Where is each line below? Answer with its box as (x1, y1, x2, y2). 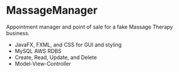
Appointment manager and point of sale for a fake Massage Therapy (6, 23, 173, 30)
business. (6, 29, 30, 36)
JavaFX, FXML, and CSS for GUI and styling (14, 41, 122, 48)
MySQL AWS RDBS (14, 47, 62, 54)
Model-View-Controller (14, 60, 71, 67)
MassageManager (6, 4, 98, 17)
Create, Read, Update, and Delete (14, 54, 97, 61)
